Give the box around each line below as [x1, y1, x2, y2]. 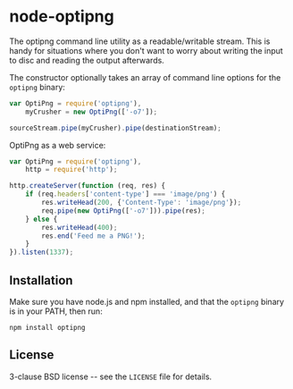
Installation [9, 273, 73, 288]
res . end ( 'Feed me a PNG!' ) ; [41, 231, 146, 241]
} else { [25, 215, 58, 224]
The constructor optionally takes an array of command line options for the [9, 72, 281, 82]
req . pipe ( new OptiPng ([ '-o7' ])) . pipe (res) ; [41, 206, 205, 216]
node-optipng [9, 6, 114, 27]
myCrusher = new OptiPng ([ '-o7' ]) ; [25, 107, 158, 116]
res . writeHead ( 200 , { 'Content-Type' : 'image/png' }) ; [41, 199, 242, 207]
